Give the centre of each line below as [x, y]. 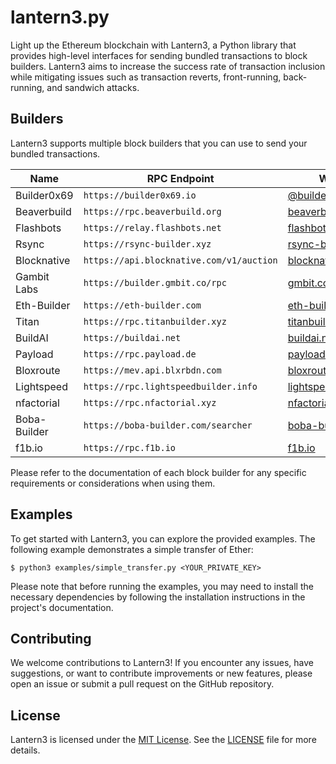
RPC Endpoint [180, 178]
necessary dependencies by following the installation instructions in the [158, 597]
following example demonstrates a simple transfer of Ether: [132, 549]
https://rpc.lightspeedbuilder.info [170, 386]
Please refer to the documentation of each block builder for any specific [158, 472]
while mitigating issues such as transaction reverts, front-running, [146, 77]
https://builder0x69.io [140, 195]
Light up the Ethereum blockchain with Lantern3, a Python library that [153, 45]
